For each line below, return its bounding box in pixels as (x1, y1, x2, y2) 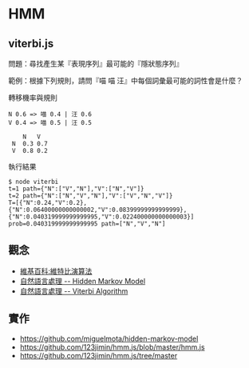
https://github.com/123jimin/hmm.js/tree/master (19, 350, 178, 360)
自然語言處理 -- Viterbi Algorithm (19, 286, 128, 296)
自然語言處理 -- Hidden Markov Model (19, 276, 146, 286)
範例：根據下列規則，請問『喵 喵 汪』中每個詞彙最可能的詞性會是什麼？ (8, 76, 243, 85)
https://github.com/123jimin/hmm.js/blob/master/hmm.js (19, 342, 205, 352)
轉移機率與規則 (8, 93, 57, 102)
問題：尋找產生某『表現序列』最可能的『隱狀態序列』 (8, 59, 184, 68)
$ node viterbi (8, 178, 59, 186)
